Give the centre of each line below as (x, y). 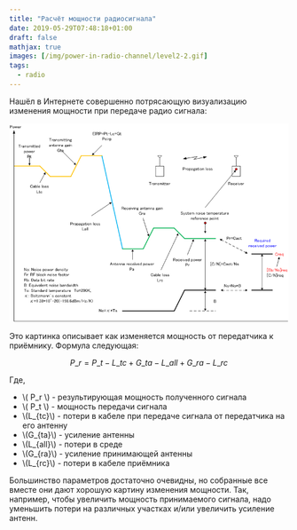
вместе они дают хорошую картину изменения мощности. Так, (129, 489)
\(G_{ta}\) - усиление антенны (78, 434)
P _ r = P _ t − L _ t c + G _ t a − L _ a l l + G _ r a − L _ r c (149, 362)
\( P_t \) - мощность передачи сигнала (94, 406)
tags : (19, 66)
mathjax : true (35, 47)
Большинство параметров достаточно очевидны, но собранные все (139, 480)
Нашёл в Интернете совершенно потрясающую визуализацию (128, 101)
